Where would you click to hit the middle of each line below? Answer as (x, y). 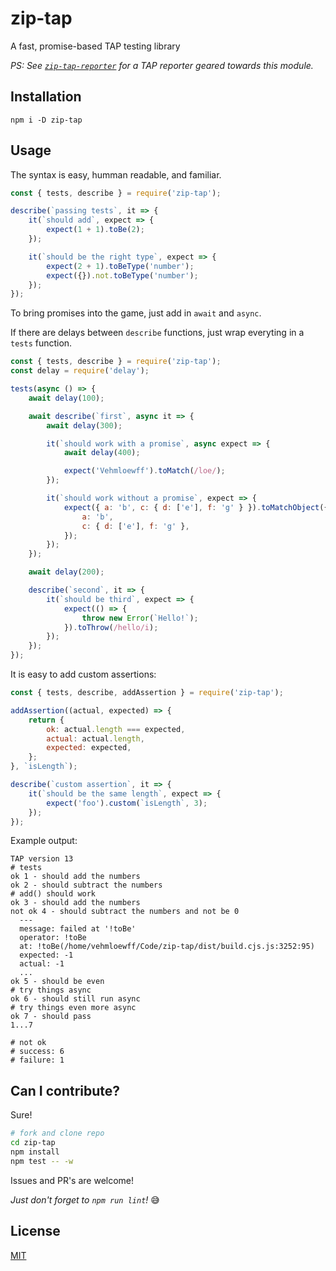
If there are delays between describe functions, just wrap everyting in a (157, 333)
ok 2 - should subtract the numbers (86, 885)
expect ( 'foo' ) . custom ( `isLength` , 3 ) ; (127, 803)
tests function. (41, 343)
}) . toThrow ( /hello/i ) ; (111, 627)
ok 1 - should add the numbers (75, 877)
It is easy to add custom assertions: (83, 674)
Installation (46, 97)
